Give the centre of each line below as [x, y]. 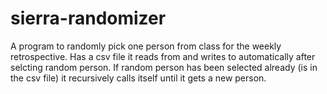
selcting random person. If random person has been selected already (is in [164, 67]
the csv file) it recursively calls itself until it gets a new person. [138, 78]
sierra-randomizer [88, 18]
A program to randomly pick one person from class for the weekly [146, 46]
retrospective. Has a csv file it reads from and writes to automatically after [163, 56]
